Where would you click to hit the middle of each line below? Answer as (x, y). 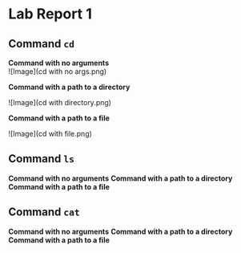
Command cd (41, 44)
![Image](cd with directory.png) (60, 102)
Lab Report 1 (50, 14)
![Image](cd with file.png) (50, 134)
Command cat (44, 212)
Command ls (41, 159)
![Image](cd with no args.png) (58, 71)
